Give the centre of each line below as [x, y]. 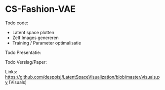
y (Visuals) [16, 82]
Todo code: [17, 23]
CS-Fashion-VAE [41, 9]
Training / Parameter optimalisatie [47, 43]
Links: [11, 71]
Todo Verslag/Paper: [26, 62]
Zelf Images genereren [36, 38]
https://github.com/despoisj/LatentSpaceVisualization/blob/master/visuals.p [82, 77]
